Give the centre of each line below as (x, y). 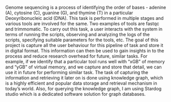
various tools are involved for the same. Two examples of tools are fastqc (82, 23)
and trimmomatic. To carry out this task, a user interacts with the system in (84, 29)
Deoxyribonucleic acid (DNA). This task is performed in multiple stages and (84, 18)
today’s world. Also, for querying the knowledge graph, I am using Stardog (83, 88)
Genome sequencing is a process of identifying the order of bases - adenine (86, 7)
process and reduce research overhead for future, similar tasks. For (77, 56)
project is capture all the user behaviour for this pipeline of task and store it (84, 45)
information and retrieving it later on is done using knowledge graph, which (84, 78)
